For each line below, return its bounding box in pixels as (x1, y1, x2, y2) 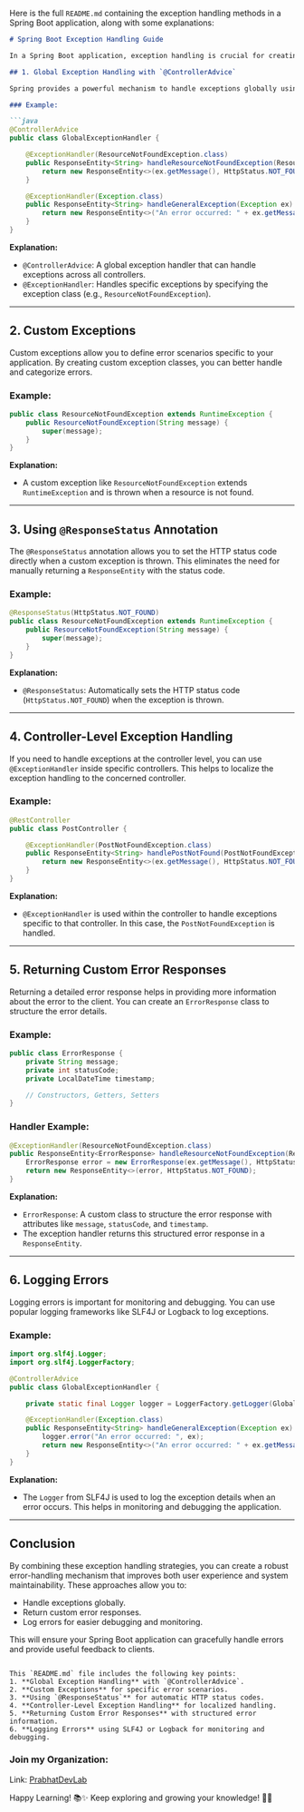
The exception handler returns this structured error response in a (22, 1228, 265, 1239)
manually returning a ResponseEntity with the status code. (9, 565, 226, 576)
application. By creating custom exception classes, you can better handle (9, 357, 283, 367)
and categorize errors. (9, 367, 93, 377)
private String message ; (25, 1057, 119, 1066)
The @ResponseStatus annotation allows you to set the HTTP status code (9, 546, 278, 557)
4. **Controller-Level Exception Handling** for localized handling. (9, 1700, 278, 1709)
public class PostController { (9, 824, 128, 833)
